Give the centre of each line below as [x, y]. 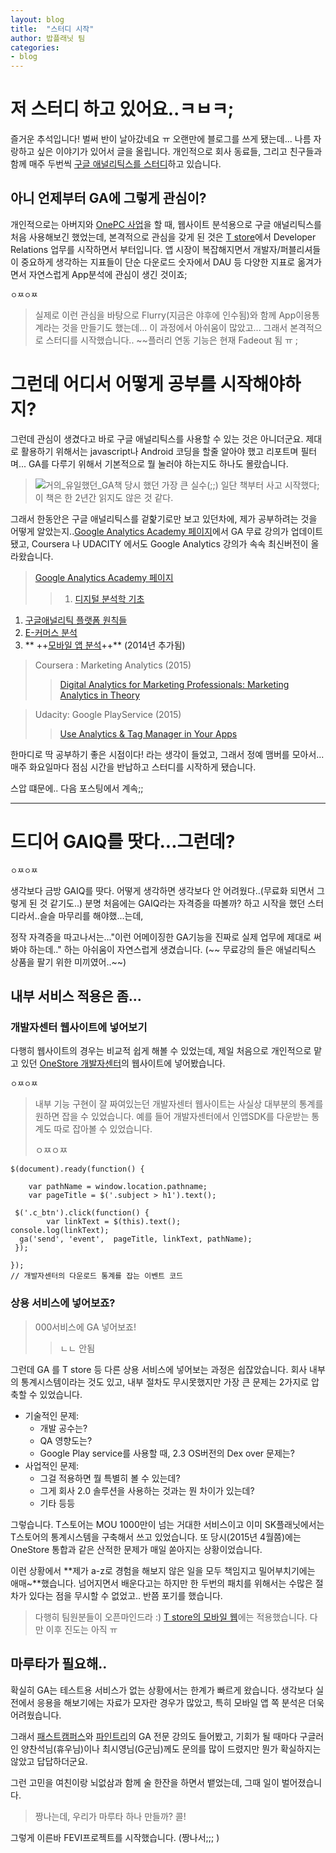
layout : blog [37, 19]
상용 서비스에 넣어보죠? [63, 1303]
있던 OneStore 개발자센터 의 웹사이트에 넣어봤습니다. [123, 1063]
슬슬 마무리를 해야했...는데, [91, 915]
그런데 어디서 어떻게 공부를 [113, 384]
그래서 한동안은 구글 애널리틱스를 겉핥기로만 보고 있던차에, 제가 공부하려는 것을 [164, 518]
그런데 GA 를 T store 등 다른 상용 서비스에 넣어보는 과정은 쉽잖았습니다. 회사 [159, 1369]
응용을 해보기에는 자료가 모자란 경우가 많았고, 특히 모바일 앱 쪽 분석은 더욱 [180, 1702]
